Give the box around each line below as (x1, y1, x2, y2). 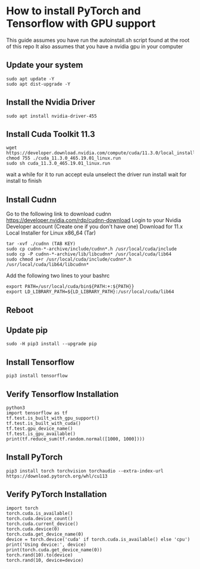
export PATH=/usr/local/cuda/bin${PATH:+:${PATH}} (6, 284, 135, 290)
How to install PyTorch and (6, 4, 141, 18)
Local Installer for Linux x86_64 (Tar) (6, 229, 96, 236)
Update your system (6, 60, 83, 70)
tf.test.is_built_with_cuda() (6, 421, 82, 427)
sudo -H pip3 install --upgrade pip (6, 341, 97, 347)
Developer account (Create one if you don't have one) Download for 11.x (6, 223, 183, 230)
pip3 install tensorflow (6, 373, 68, 379)
